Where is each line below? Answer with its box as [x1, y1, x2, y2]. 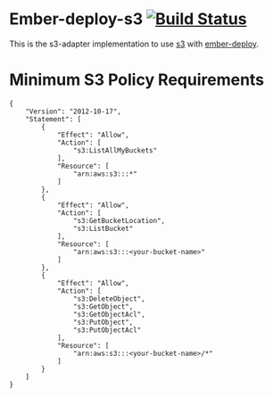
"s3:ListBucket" [72, 224, 134, 233]
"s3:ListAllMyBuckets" [72, 145, 158, 155]
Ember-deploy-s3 [9, 9, 144, 29]
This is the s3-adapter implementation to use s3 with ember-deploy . [9, 38, 260, 49]
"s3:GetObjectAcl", [72, 310, 145, 318]
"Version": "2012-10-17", [25, 107, 122, 116]
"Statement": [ [25, 114, 82, 124]
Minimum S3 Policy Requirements [9, 70, 265, 90]
